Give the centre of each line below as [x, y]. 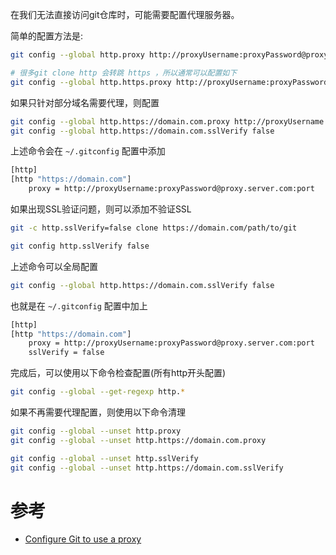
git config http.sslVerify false [80, 246]
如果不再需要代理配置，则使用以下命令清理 [98, 412]
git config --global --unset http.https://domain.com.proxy [138, 440]
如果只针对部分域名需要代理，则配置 [85, 102]
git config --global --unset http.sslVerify [104, 458]
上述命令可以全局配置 [54, 266]
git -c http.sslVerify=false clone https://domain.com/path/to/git [154, 228]
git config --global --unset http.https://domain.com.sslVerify [147, 468]
